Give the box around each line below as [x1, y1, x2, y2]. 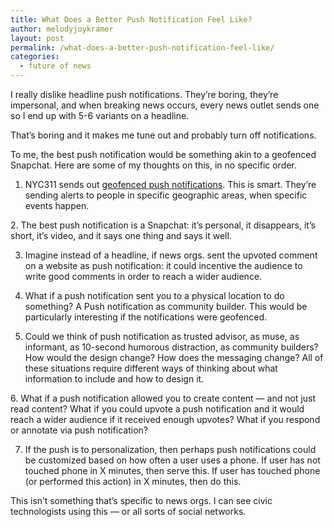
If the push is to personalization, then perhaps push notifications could [24, 444, 317, 455]
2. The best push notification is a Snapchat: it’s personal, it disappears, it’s [10, 219, 316, 231]
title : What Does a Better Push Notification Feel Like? [10, 14, 253, 25]
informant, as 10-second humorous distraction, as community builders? [24, 341, 319, 353]
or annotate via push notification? [10, 424, 148, 436]
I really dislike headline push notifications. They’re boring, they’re [10, 89, 279, 100]
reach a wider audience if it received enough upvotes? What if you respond [10, 414, 321, 425]
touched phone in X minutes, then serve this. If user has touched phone [24, 465, 321, 476]
